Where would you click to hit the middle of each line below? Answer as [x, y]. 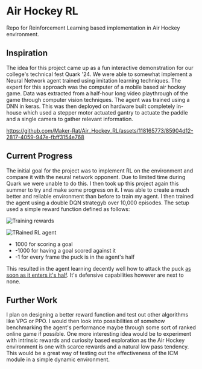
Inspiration [27, 53]
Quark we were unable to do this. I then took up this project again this [93, 183]
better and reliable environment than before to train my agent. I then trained [100, 196]
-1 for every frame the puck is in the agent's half [75, 257]
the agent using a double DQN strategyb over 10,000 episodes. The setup [98, 203]
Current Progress [39, 156]
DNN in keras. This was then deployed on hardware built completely [91, 106]
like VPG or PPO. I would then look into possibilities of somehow [86, 321]
